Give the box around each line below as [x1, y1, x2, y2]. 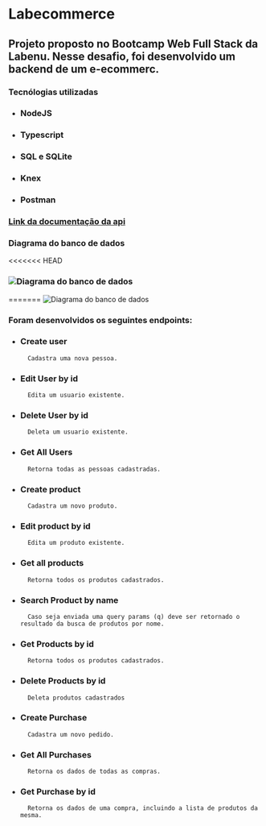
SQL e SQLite [19, 151, 72, 162]
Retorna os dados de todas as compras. [27, 767, 161, 776]
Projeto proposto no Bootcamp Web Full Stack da [8, 37, 259, 51]
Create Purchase [19, 712, 88, 724]
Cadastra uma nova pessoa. [27, 354, 118, 363]
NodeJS [19, 108, 52, 119]
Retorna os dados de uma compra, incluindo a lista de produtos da [27, 804, 259, 812]
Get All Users [19, 446, 73, 458]
